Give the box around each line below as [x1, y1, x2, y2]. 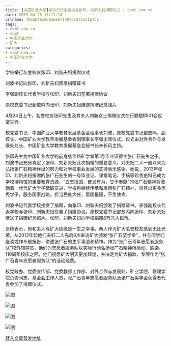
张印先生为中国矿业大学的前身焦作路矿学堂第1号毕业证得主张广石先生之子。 [5, 153, 163, 159]
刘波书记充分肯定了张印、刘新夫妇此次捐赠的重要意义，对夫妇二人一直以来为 [5, 160, 166, 166]
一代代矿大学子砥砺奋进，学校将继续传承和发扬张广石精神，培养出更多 [14, 185, 161, 191]
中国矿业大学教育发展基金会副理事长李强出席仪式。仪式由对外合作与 [18, 136, 161, 142]
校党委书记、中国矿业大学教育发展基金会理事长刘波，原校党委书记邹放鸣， [5, 130, 161, 136]
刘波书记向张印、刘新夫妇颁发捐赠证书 [5, 80, 85, 86]
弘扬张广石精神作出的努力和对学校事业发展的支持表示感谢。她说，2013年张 [5, 166, 163, 172]
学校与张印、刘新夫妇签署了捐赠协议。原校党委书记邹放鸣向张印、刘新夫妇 [9, 209, 166, 215]
